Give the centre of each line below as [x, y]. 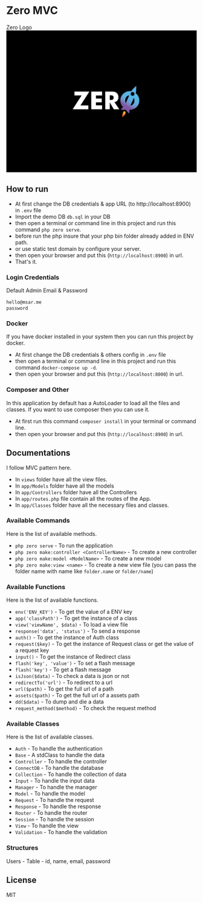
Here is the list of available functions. [52, 600]
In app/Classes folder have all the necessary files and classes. [92, 505]
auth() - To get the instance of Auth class [67, 637]
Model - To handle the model [50, 794]
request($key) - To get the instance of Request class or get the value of [104, 644]
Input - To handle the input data [55, 781]
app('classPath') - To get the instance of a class [76, 618]
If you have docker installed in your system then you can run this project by [100, 337]
